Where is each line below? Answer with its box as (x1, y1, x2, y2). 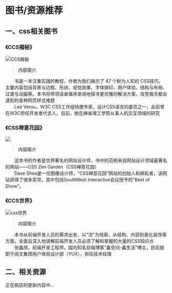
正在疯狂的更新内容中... (5, 282, 55, 288)
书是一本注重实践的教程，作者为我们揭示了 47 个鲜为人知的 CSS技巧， (14, 78, 163, 84)
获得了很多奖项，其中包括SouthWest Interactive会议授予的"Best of (9, 177, 150, 183)
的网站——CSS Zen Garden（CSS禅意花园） (5, 164, 99, 170)
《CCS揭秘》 (5, 43, 35, 50)
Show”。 (5, 183, 24, 189)
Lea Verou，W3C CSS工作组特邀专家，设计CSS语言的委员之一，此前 (14, 103, 160, 109)
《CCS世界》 (5, 197, 35, 205)
